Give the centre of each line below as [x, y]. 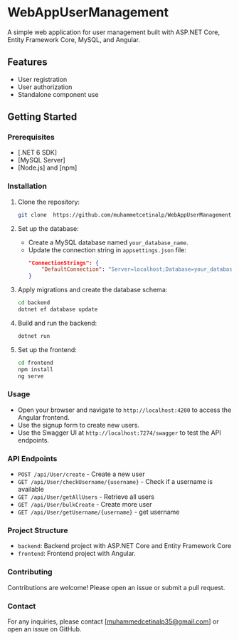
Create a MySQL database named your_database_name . [108, 242]
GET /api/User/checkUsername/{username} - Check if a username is [115, 482]
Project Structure [38, 530]
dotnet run [34, 336]
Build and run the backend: [57, 323]
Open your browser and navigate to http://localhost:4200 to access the [124, 410]
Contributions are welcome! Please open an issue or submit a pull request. [116, 587]
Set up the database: [48, 228]
